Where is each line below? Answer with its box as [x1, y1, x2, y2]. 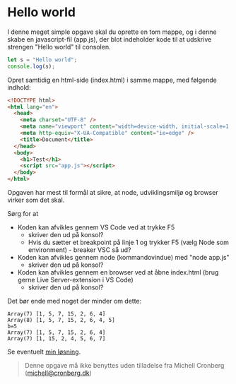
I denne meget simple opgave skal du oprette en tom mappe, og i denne [7, 28, 217, 36]
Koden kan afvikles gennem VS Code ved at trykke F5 [17, 223, 175, 232]
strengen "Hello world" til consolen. [7, 42, 111, 51]
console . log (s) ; [7, 63, 55, 70]
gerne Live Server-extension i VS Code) [17, 276, 134, 284]
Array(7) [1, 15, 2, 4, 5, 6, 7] [7, 335, 106, 342]
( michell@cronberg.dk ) [24, 368, 92, 378]
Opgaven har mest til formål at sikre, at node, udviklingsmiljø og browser [7, 188, 218, 197]
